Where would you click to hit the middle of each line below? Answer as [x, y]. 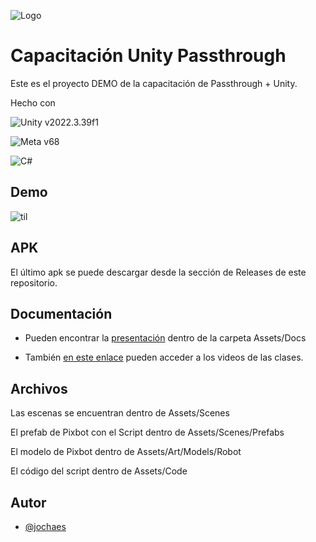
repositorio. [34, 282]
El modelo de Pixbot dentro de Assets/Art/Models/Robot [126, 452]
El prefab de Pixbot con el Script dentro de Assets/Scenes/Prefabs [147, 432]
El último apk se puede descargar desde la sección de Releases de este [158, 272]
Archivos [39, 388]
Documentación [61, 313]
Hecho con [33, 102]
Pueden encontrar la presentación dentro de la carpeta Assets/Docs [165, 338]
